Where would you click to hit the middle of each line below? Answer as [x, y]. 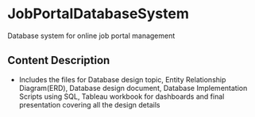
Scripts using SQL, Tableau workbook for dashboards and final [122, 96]
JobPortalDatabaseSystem [99, 14]
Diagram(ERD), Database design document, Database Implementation [133, 88]
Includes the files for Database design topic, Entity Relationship [122, 79]
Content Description [59, 60]
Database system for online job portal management [91, 36]
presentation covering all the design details [89, 104]
